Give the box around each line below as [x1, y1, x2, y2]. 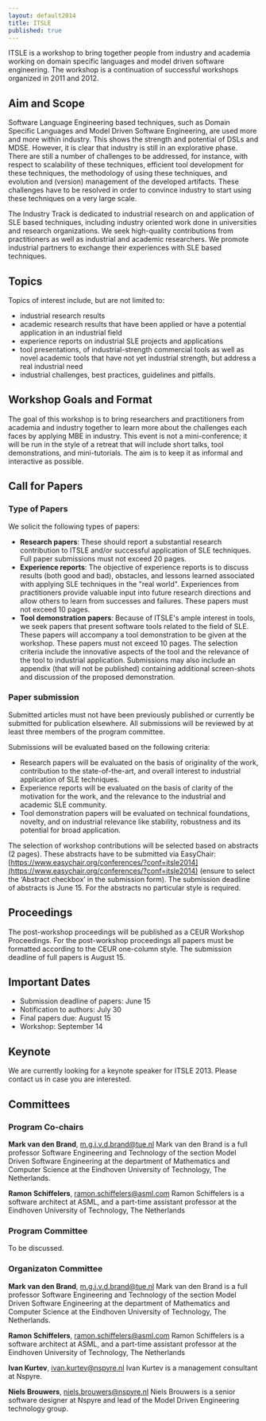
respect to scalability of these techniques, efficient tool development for [8, 160, 245, 169]
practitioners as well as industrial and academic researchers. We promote [8, 235, 249, 244]
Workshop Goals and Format [8, 393, 152, 406]
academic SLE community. [19, 800, 107, 810]
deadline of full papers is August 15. [8, 952, 125, 962]
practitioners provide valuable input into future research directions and [19, 588, 252, 597]
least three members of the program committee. [8, 727, 165, 736]
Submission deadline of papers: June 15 [19, 996, 151, 1006]
